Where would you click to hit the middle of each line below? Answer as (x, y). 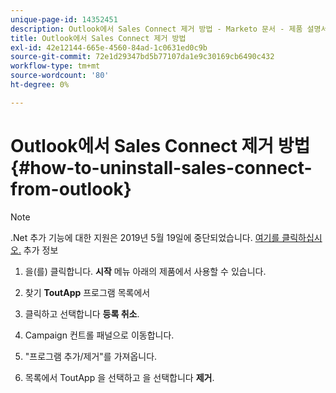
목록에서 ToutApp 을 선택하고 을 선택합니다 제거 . (119, 377)
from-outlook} (71, 188)
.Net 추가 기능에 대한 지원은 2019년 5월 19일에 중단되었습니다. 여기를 (145, 237)
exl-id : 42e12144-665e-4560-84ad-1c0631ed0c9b (109, 47)
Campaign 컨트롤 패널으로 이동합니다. (99, 335)
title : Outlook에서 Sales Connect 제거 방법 (98, 38)
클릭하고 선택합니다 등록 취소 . (82, 313)
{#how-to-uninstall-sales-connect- (161, 167)
